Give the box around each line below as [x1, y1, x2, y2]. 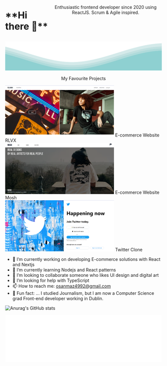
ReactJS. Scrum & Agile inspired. [72, 9, 140, 15]
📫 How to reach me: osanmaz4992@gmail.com [12, 283, 111, 289]
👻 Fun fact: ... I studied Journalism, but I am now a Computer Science [12, 290, 155, 296]
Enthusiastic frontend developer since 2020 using [54, 4, 157, 10]
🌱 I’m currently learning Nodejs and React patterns [12, 267, 116, 273]
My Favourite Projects [61, 76, 106, 81]
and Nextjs [12, 261, 35, 268]
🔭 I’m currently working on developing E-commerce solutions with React [12, 256, 161, 262]
